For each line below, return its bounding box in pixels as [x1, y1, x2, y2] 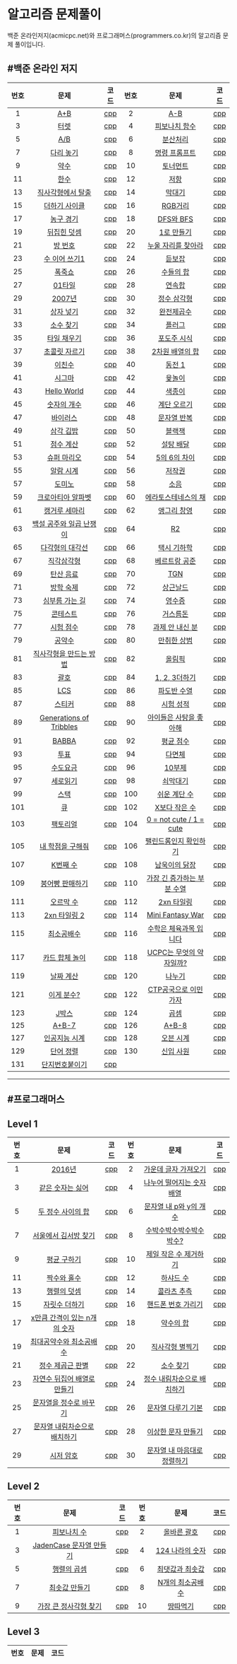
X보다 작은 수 [154, 802, 196, 812]
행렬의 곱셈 [52, 1564, 87, 1574]
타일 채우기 [47, 333, 83, 343]
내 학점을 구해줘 [39, 841, 90, 851]
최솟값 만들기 [49, 1583, 90, 1593]
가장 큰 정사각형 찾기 [37, 1601, 102, 1611]
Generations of [39, 713, 90, 722]
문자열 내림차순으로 [33, 1422, 95, 1431]
